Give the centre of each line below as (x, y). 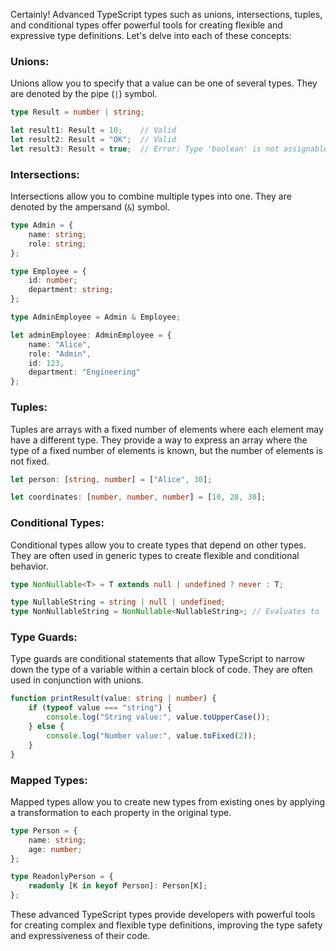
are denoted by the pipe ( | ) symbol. (84, 94)
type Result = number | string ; (77, 112)
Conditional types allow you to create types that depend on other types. (158, 545)
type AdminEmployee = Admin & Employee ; (96, 317)
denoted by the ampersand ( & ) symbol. (90, 207)
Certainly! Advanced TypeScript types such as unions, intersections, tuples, (166, 14)
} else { (46, 727)
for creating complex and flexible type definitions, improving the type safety (166, 925)
